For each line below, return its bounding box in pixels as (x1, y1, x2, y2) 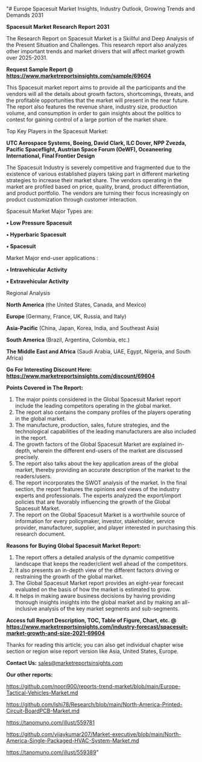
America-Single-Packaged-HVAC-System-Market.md (6, 737, 140, 744)
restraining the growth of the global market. (14, 573, 124, 580)
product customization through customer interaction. (6, 196, 137, 203)
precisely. (14, 454, 40, 460)
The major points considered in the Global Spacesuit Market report (14, 396, 181, 403)
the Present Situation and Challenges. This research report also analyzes (6, 42, 188, 48)
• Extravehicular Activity (6, 278, 69, 285)
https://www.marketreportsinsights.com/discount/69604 (6, 372, 156, 379)
